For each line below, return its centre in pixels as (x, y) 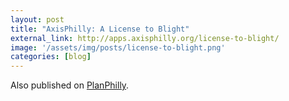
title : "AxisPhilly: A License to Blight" (100, 29)
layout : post (37, 19)
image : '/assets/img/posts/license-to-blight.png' (118, 47)
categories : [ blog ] (51, 57)
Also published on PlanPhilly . (70, 85)
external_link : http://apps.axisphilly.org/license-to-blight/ (145, 38)
